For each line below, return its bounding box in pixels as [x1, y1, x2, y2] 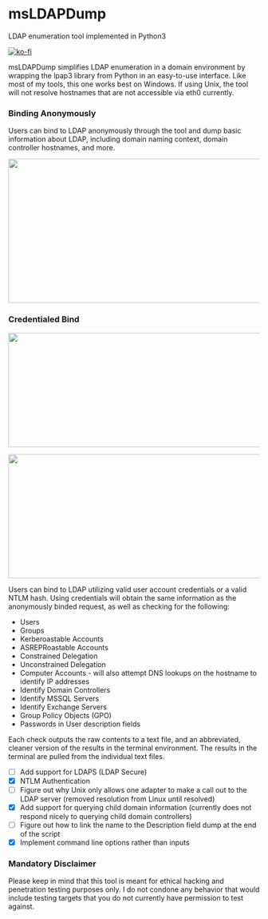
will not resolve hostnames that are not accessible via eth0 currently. [8, 87, 235, 97]
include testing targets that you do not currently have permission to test [8, 893, 244, 903]
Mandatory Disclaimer [8, 857, 97, 869]
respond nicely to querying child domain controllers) [19, 811, 193, 821]
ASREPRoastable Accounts [19, 642, 109, 652]
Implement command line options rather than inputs [19, 837, 190, 847]
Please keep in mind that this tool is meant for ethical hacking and [8, 877, 225, 886]
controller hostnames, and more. [8, 143, 116, 153]
